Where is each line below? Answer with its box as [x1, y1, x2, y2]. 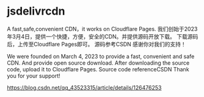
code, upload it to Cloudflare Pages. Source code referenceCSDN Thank [7, 65, 189, 73]
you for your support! [7, 72, 60, 79]
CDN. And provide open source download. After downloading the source [7, 59, 190, 66]
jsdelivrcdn [7, 4, 65, 18]
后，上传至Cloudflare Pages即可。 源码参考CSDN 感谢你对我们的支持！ [7, 40, 187, 48]
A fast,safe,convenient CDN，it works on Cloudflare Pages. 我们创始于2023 [7, 25, 198, 32]
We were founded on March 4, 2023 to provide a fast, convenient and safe [7, 52, 195, 60]
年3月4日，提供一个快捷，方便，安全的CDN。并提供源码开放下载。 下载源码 [7, 32, 199, 40]
